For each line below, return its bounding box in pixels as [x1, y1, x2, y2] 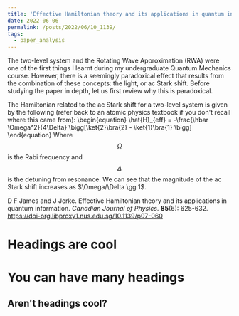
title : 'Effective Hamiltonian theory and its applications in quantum [7, 10, 224, 18]
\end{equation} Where [7, 131, 73, 139]
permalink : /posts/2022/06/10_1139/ [7, 23, 116, 31]
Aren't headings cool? [7, 297, 108, 310]
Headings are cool [7, 236, 117, 253]
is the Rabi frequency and [7, 153, 83, 162]
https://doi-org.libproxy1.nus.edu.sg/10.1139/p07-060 [7, 211, 164, 221]
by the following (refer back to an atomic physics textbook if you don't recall [7, 108, 231, 117]
